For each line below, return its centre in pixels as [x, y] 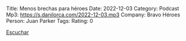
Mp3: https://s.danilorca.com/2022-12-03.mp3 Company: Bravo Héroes [93, 15]
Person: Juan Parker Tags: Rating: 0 [49, 21]
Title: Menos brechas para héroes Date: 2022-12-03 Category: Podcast [93, 8]
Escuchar [18, 32]
